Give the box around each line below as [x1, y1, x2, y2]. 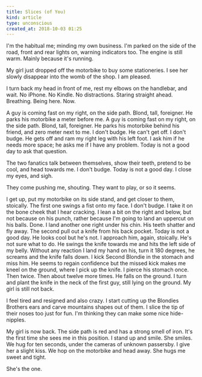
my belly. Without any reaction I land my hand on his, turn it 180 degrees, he [6, 247, 195, 254]
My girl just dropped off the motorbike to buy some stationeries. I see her [6, 67, 188, 74]
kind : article [6, 14, 42, 21]
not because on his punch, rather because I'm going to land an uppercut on [6, 215, 194, 222]
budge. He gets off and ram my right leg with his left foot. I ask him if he [6, 135, 185, 142]
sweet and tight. [6, 353, 46, 361]
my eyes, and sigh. [6, 173, 53, 180]
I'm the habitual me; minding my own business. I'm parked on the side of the [6, 42, 196, 49]
